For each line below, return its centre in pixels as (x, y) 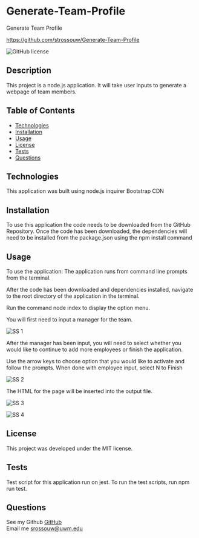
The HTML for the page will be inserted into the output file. (80, 391)
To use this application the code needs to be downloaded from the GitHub (98, 225)
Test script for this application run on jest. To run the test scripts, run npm (98, 482)
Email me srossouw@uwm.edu (44, 528)
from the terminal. (29, 278)
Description (29, 71)
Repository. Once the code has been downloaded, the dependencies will (97, 231)
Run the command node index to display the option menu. (78, 308)
